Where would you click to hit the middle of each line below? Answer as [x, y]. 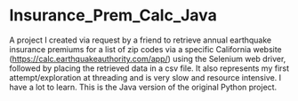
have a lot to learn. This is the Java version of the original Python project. [143, 87]
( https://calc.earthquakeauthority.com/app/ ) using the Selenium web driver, [148, 58]
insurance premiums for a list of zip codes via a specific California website [145, 49]
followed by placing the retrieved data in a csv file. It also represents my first [149, 68]
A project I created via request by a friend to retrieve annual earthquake [141, 40]
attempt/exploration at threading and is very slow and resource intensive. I [145, 77]
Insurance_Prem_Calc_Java [113, 16]
